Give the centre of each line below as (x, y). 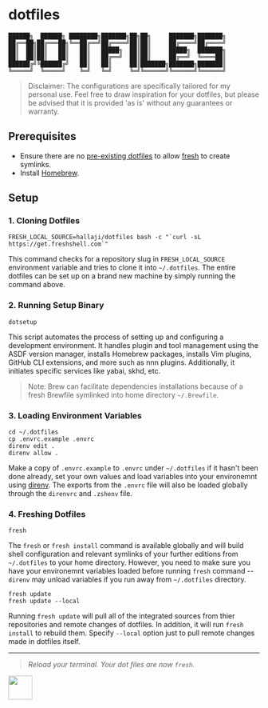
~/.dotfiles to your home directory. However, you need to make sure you (130, 562)
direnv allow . (33, 454)
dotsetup (23, 322)
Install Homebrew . (49, 173)
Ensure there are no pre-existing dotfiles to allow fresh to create (125, 156)
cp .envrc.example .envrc (51, 439)
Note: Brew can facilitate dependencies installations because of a (135, 386)
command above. (37, 285)
